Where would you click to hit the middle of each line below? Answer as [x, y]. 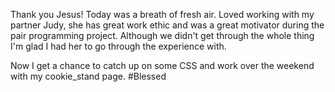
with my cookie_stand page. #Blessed [88, 76]
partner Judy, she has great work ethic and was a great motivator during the [167, 25]
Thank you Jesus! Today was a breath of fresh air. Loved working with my [162, 14]
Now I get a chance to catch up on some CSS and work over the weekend [162, 65]
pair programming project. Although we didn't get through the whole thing [162, 35]
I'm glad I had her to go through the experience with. [118, 46]
